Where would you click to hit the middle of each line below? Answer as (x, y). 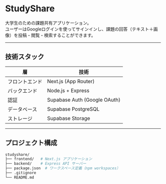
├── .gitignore (21, 173)
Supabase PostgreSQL (73, 109)
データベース (22, 109)
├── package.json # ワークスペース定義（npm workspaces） (63, 168)
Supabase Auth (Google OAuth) (84, 100)
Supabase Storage (69, 118)
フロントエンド (25, 81)
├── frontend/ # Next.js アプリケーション (49, 159)
